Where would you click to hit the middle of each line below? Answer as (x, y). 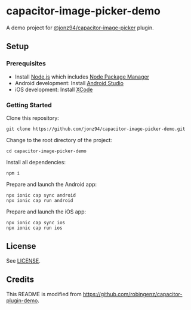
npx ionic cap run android (40, 200)
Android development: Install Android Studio (69, 83)
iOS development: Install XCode (54, 89)
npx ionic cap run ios (34, 228)
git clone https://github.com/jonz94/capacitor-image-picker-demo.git (96, 129)
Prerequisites (26, 64)
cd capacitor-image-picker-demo (46, 151)
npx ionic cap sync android (41, 195)
